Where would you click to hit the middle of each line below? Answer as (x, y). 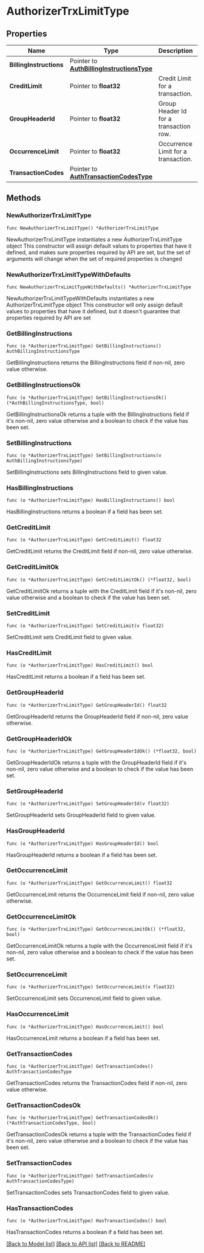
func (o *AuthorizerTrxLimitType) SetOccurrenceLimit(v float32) (90, 987)
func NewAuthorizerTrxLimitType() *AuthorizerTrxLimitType (83, 228)
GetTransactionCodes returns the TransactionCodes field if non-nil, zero (97, 1083)
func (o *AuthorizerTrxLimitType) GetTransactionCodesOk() (83, 1118)
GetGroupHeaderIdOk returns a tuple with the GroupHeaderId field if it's (97, 762)
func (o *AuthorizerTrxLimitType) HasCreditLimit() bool (80, 665)
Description (175, 51)
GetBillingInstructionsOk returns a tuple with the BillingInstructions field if (98, 414)
